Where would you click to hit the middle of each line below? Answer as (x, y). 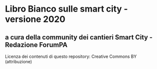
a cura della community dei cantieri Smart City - (79, 37)
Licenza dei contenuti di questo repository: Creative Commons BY (71, 56)
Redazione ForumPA (36, 45)
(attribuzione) (19, 61)
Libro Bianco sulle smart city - (67, 9)
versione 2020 (35, 19)
